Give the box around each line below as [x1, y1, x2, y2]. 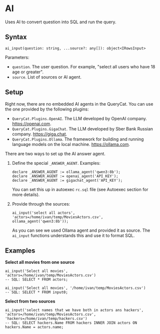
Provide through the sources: [12, 201, 70, 207]
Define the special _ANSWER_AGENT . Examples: [12, 160, 101, 166]
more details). [12, 191, 40, 197]
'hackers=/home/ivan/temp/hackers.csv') [5, 316, 88, 321]
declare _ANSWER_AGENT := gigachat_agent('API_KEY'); [12, 178, 123, 183]
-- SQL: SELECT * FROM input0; [5, 290, 68, 295]
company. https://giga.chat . [12, 131, 68, 137]
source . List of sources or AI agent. [12, 74, 82, 80]
